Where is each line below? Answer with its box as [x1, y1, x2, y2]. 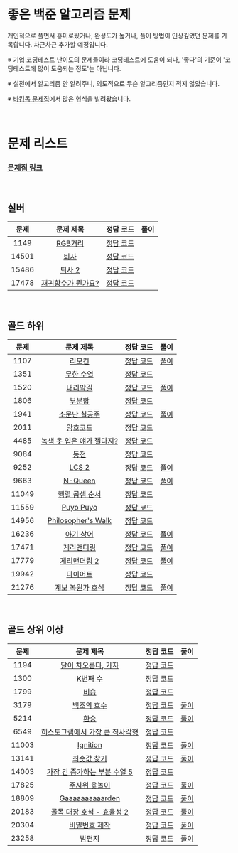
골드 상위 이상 [7, 623, 64, 636]
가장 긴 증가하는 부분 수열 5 [46, 767, 134, 777]
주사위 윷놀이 [69, 780, 111, 790]
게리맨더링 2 [60, 556, 99, 566]
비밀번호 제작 [69, 820, 111, 830]
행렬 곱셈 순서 [58, 490, 102, 500]
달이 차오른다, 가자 [60, 660, 119, 670]
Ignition [77, 740, 103, 750]
